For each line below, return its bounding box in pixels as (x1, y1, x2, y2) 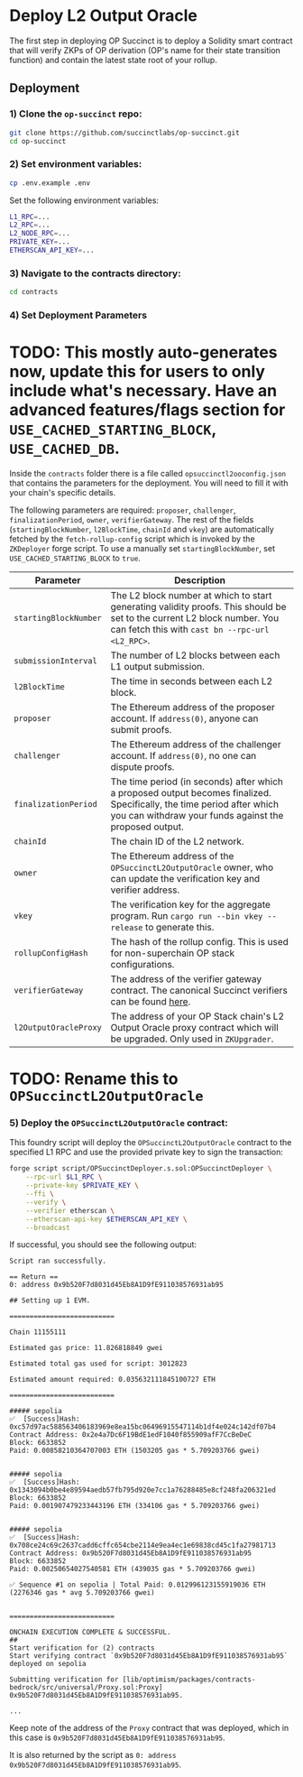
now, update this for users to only (9, 362, 266, 382)
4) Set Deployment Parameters (9, 309, 147, 321)
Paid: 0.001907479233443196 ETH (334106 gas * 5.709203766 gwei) (9, 1502, 260, 1511)
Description (174, 574, 225, 587)
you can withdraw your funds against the (110, 809, 284, 821)
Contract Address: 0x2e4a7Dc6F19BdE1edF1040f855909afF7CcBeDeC (9, 1430, 252, 1439)
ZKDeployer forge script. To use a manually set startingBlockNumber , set (9, 542, 275, 553)
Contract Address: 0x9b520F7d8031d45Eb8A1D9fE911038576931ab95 (9, 1549, 252, 1558)
